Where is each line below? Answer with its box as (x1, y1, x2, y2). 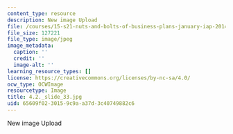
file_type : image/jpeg (7, 36, 73, 43)
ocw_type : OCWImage (7, 81, 64, 88)
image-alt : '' (13, 61, 54, 68)
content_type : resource (7, 10, 76, 17)
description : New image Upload (7, 17, 98, 23)
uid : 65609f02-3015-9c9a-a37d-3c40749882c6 (7, 100, 135, 107)
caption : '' (13, 49, 49, 56)
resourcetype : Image (7, 87, 67, 94)
